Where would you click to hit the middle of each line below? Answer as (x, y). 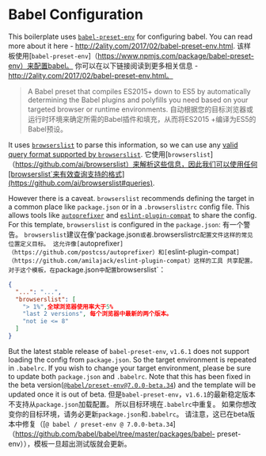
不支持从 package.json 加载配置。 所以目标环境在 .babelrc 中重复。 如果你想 (129, 404)
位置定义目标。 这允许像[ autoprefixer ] (66, 243)
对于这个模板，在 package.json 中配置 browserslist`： (87, 269)
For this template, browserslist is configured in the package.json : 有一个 (126, 224)
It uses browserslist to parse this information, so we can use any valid (123, 145)
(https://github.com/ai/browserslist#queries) (80, 183)
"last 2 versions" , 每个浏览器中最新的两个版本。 (97, 314)
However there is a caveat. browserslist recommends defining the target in (131, 198)
